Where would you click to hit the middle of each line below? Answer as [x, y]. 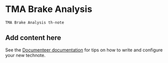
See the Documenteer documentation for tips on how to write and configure [84, 50]
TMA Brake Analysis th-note [35, 22]
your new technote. [25, 55]
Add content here [33, 38]
